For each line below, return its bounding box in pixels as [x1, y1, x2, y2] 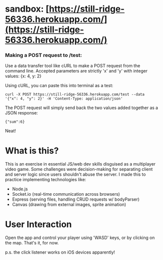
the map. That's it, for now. [5, 240, 59, 246]
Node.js [12, 186, 28, 192]
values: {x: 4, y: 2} [5, 73, 42, 79]
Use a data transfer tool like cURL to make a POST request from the [5, 63, 140, 69]
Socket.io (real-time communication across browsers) [12, 191, 120, 197]
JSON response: [5, 110, 38, 116]
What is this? [5, 145, 59, 156]
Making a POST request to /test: [5, 52, 82, 59]
